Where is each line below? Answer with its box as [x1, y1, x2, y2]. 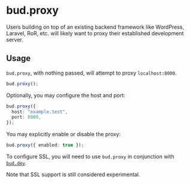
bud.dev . [6, 160, 27, 166]
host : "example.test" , [11, 109, 68, 115]
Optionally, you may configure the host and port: [6, 91, 125, 99]
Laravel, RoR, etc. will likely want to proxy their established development [6, 29, 184, 36]
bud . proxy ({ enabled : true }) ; [6, 142, 84, 148]
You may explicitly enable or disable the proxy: [6, 131, 121, 138]
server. [6, 36, 24, 43]
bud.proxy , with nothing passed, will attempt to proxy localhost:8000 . [6, 69, 177, 76]
